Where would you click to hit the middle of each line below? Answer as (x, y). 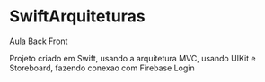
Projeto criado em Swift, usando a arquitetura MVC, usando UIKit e (132, 58)
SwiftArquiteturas (77, 16)
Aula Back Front (39, 41)
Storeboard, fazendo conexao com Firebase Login (102, 68)
